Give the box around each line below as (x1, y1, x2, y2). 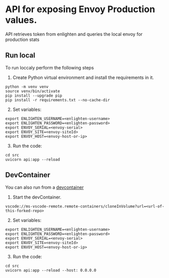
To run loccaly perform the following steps (5, 64, 94, 70)
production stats (5, 36, 40, 43)
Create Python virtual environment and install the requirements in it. (12, 74, 154, 81)
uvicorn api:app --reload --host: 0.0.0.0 (5, 267, 96, 273)
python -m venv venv (5, 84, 49, 89)
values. (5, 14, 37, 26)
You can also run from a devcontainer (5, 184, 84, 190)
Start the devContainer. (12, 194, 62, 200)
